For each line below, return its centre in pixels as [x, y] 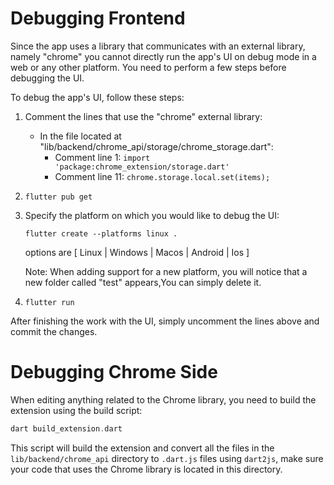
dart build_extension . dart [66, 428]
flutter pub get [58, 197]
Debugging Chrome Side [114, 372]
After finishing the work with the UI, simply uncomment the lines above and [165, 321]
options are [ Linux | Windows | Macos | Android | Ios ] [137, 252]
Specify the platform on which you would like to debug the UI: [152, 215]
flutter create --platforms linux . [101, 233]
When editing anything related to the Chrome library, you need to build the [163, 399]
